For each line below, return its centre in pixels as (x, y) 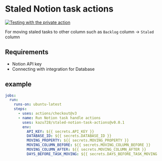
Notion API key (27, 64)
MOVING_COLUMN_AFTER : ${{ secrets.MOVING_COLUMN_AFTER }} (86, 150)
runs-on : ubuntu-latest (38, 105)
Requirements (27, 52)
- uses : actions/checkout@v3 (47, 113)
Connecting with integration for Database (53, 69)
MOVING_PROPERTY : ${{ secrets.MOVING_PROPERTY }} (78, 141)
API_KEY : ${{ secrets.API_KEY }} (60, 131)
